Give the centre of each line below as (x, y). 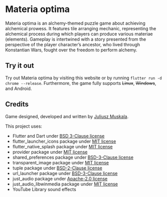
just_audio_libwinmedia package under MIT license (65, 184)
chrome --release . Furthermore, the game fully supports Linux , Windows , (81, 83)
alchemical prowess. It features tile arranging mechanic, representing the (81, 28)
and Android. (19, 88)
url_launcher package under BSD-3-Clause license (65, 173)
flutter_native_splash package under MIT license (62, 146)
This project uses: (24, 126)
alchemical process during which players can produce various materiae (79, 34)
